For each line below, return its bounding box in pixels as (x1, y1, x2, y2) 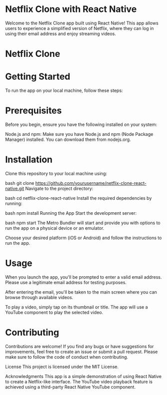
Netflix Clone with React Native (5, 3, 137, 15)
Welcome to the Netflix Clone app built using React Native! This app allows (5, 20, 159, 26)
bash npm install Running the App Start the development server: (5, 210, 137, 216)
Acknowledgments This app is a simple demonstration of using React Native (5, 373, 162, 379)
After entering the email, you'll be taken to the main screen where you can (5, 289, 157, 295)
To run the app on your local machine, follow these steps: (5, 87, 123, 93)
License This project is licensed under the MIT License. (5, 364, 119, 370)
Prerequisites (5, 105, 62, 116)
